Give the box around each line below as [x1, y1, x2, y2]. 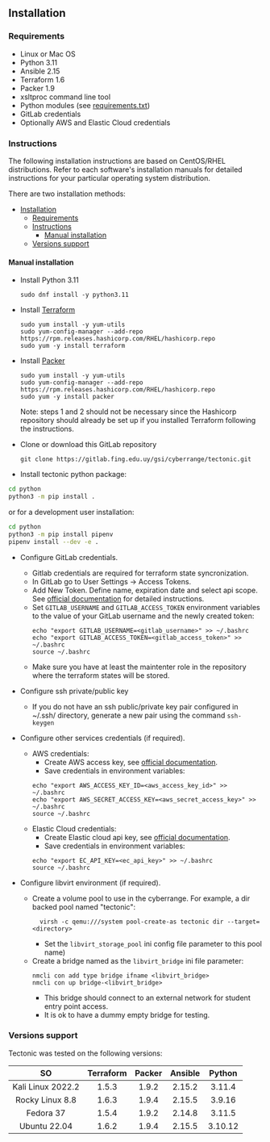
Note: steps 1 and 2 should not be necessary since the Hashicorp [19, 407, 237, 416]
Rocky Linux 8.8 [15, 1094, 77, 1105]
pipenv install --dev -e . [8, 538, 99, 546]
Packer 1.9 [19, 83, 55, 93]
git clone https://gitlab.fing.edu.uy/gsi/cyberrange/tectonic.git [19, 455, 251, 463]
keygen [31, 718, 55, 727]
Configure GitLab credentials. [19, 552, 118, 562]
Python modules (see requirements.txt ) [19, 100, 151, 110]
